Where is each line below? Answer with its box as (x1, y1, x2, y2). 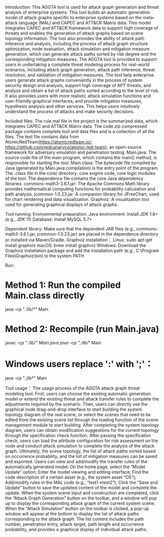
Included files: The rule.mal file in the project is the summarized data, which (5, 118, 158, 124)
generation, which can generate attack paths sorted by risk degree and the (5, 51, 157, 57)
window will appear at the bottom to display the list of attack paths (5, 510, 140, 516)
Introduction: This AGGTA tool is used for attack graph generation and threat (5, 4, 159, 10)
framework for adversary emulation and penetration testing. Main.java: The (5, 149, 157, 155)
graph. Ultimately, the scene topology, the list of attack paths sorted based (5, 448, 156, 454)
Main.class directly (5, 290, 85, 301)
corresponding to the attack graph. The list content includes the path (5, 516, 144, 522)
